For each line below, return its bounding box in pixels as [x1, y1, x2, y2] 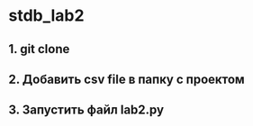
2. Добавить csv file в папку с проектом [8, 71, 245, 86]
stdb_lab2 [8, 5, 85, 26]
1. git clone [8, 41, 70, 57]
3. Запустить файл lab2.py [8, 103, 164, 118]
